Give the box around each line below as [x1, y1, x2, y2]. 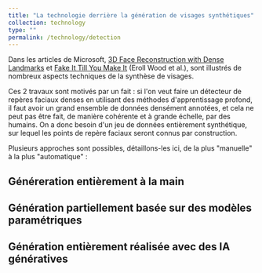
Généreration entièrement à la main [8, 174, 184, 188]
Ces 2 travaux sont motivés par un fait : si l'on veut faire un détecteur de [8, 87, 242, 96]
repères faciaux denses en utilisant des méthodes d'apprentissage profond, [8, 95, 253, 104]
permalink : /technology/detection [8, 33, 122, 42]
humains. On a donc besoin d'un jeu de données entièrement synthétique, [8, 120, 248, 129]
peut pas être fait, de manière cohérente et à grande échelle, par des [8, 111, 231, 122]
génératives [8, 253, 68, 266]
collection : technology [8, 19, 86, 27]
